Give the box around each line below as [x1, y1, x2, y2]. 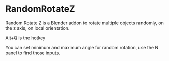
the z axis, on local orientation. [5, 25, 70, 31]
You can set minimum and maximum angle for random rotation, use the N [5, 44, 159, 50]
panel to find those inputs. [5, 50, 60, 56]
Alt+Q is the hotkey [5, 35, 46, 41]
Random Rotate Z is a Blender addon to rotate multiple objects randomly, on [5, 20, 164, 26]
